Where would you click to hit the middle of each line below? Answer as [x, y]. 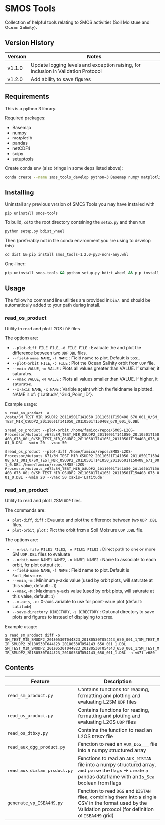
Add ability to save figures [61, 79]
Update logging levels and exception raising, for [86, 65]
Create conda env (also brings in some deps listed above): [64, 168]
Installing [20, 192]
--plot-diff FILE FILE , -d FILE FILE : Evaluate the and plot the [77, 348]
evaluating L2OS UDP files [107, 722]
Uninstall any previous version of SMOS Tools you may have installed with [80, 204]
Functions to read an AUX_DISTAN [115, 758]
